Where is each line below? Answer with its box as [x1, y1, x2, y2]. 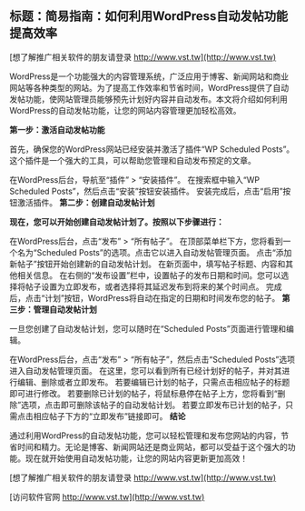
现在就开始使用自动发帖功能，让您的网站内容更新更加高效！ [25, 453, 248, 464]
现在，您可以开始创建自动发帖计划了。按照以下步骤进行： [9, 216, 224, 227]
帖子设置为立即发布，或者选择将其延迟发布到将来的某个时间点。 [25, 281, 264, 292]
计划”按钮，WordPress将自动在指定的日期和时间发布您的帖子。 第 [44, 292, 290, 303]
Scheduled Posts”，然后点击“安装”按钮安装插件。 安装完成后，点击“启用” [9, 185, 283, 196]
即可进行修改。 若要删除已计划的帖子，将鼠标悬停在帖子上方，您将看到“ [9, 387, 279, 398]
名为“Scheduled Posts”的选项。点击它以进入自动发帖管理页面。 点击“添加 [16, 246, 292, 257]
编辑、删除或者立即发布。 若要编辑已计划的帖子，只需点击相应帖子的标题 [16, 376, 290, 387]
